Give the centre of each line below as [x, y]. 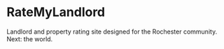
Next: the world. [30, 38]
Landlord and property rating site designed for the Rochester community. [112, 31]
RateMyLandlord [56, 12]
